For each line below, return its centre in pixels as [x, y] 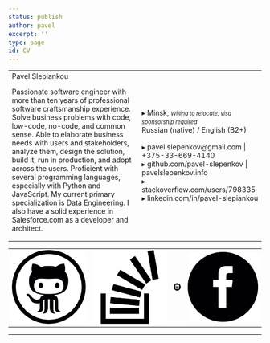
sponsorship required [170, 122]
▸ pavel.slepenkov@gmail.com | [194, 147]
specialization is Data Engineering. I [71, 202]
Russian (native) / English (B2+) [194, 130]
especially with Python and [56, 186]
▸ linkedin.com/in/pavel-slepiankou [200, 198]
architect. [27, 228]
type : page [27, 43]
